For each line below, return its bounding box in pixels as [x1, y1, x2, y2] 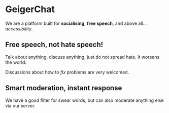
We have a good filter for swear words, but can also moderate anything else [5, 97, 164, 103]
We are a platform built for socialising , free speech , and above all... [5, 20, 147, 26]
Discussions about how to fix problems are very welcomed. [5, 69, 129, 75]
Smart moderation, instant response [5, 84, 122, 92]
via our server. [5, 102, 36, 108]
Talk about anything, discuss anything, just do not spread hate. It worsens [5, 54, 160, 60]
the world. [5, 59, 27, 65]
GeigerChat [5, 4, 55, 15]
